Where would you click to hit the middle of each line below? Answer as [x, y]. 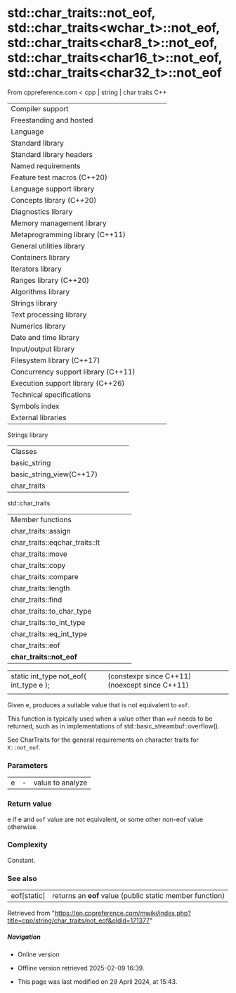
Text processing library [49, 315]
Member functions [41, 519]
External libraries [39, 417]
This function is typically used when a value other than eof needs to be [110, 719]
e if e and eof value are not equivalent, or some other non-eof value [105, 819]
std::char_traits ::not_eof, [81, 13]
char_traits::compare [45, 576]
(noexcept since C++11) [149, 685]
